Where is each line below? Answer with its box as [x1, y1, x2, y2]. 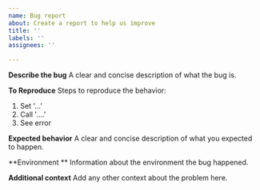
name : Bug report [8, 11, 66, 20]
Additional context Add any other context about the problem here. [8, 173, 228, 183]
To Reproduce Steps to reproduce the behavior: [8, 85, 166, 96]
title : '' [8, 26, 42, 34]
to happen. [8, 142, 44, 152]
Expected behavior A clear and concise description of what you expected [8, 133, 253, 144]
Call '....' [19, 109, 46, 120]
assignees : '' [8, 42, 56, 49]
